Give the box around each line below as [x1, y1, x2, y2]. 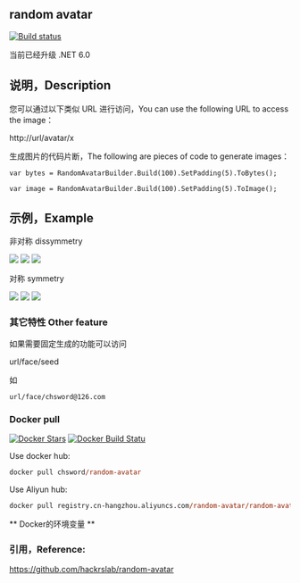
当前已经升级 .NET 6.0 [9, 49, 91, 60]
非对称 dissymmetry [9, 236, 83, 246]
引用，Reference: [9, 543, 87, 555]
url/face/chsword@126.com [9, 392, 105, 401]
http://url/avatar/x [9, 132, 74, 143]
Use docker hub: [9, 451, 71, 462]
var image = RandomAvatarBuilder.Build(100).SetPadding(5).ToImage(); [9, 184, 278, 193]
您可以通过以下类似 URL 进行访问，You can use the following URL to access [9, 103, 288, 114]
